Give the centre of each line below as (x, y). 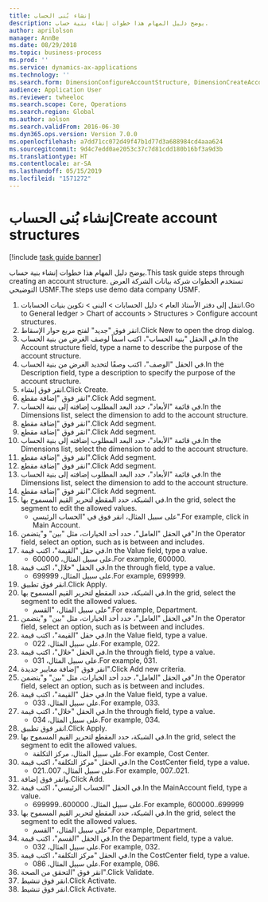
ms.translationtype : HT (49, 156)
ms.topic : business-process (56, 53)
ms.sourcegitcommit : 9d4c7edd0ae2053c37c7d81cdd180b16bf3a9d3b (116, 149)
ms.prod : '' (29, 61)
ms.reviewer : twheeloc (47, 97)
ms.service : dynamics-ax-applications (73, 68)
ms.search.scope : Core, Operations (68, 104)
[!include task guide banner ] (55, 257)
